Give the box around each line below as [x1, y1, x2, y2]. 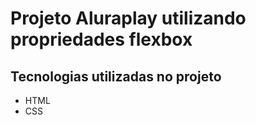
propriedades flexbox [10, 28, 193, 51]
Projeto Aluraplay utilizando [10, 7, 247, 30]
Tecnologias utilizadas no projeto [10, 68, 222, 85]
